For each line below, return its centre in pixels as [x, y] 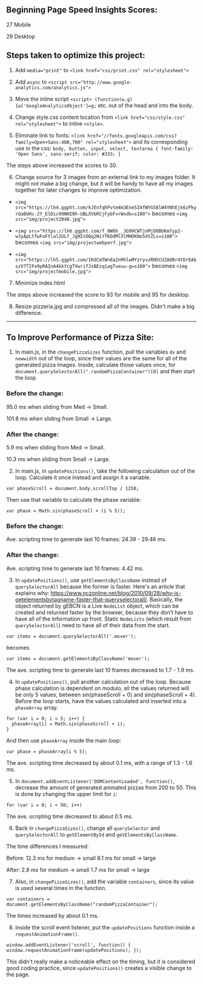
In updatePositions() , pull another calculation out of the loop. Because [103, 681]
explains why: [32, 593]
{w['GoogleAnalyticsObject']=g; [56, 106]
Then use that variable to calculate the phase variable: [74, 500]
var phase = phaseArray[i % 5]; [47, 752]
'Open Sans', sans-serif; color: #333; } [68, 154]
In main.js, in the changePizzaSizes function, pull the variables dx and [100, 352]
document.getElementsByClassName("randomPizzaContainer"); [82, 904]
